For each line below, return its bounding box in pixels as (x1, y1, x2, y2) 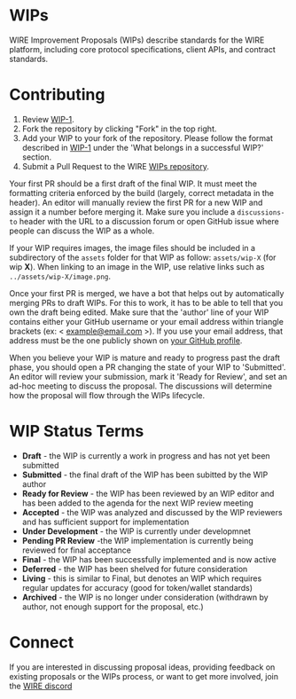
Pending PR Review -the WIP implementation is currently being (21, 535, 254, 546)
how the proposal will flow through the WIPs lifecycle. (9, 389, 206, 400)
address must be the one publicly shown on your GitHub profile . (9, 334, 243, 346)
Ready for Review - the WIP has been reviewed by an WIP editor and (21, 488, 275, 499)
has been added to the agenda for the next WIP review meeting (21, 498, 254, 508)
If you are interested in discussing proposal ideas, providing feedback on (9, 662, 276, 672)
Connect (9, 632, 74, 652)
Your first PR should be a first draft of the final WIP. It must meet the (9, 178, 257, 189)
